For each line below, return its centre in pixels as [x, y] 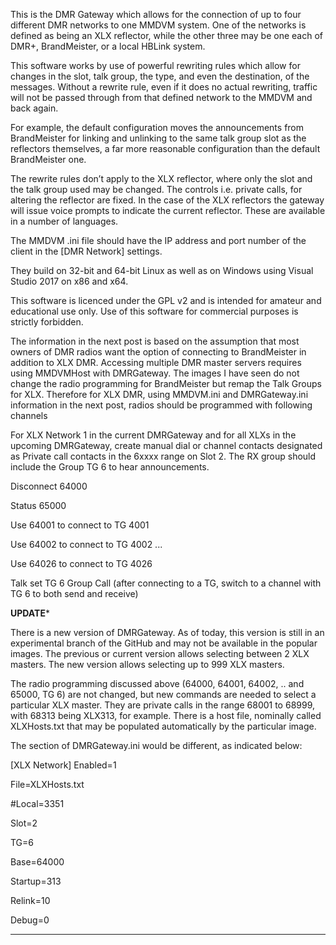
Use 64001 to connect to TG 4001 [80, 525]
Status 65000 [38, 505]
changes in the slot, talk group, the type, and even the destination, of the [160, 76]
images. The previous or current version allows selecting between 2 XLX [160, 653]
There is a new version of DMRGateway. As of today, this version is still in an [167, 632]
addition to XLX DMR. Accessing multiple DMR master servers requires [156, 362]
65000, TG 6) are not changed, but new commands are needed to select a [163, 694]
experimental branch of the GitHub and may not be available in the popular [164, 643]
